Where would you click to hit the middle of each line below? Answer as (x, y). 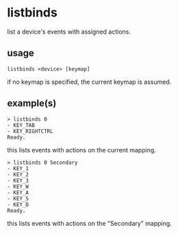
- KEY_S (18, 198)
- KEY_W (18, 187)
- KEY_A (18, 192)
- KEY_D (18, 204)
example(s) (32, 103)
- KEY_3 (18, 180)
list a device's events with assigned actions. (69, 32)
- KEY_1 (18, 168)
